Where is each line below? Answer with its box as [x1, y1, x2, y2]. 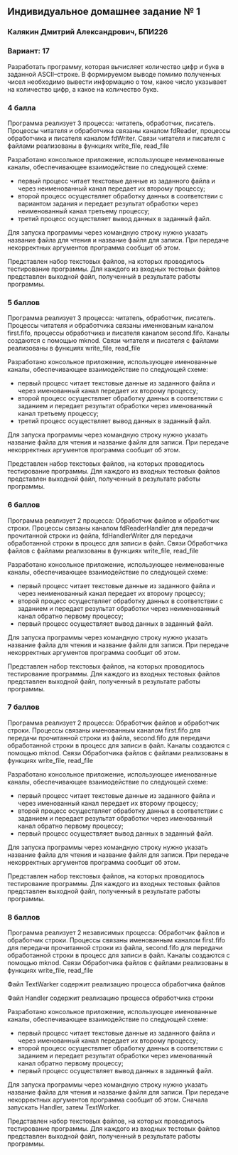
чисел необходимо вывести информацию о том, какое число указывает [7, 78, 227, 86]
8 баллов [7, 912, 40, 922]
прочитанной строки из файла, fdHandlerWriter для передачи [7, 531, 193, 540]
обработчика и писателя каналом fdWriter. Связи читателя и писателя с [7, 134, 226, 142]
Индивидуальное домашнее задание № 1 [7, 6, 201, 18]
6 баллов [7, 500, 40, 510]
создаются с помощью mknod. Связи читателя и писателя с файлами [7, 336, 219, 345]
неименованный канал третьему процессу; [17, 206, 151, 215]
